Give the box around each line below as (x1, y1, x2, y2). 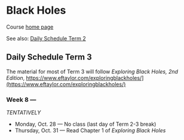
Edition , (6, 74, 25, 81)
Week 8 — (6, 95, 36, 104)
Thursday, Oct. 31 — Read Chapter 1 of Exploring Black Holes (14, 127, 166, 134)
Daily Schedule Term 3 (6, 52, 93, 63)
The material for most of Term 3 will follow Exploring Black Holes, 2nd (6, 68, 178, 75)
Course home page (6, 23, 54, 30)
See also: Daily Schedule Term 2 (6, 35, 86, 42)
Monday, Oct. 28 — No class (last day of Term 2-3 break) (14, 120, 157, 128)
